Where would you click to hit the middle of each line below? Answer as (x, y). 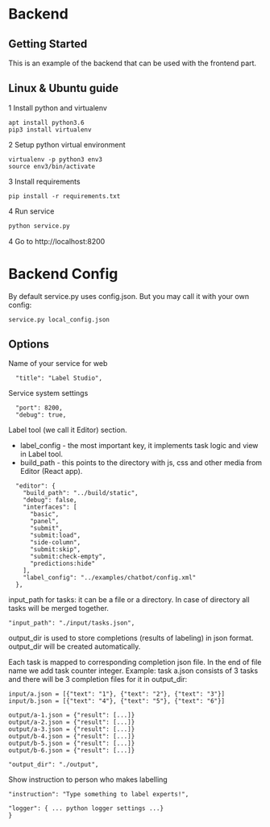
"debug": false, (50, 501)
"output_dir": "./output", (54, 765)
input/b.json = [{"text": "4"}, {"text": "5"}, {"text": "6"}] (117, 701)
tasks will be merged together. (58, 609)
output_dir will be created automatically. (75, 646)
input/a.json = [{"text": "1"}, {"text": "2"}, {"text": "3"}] (117, 694)
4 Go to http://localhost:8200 (57, 241)
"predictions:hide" (62, 564)
